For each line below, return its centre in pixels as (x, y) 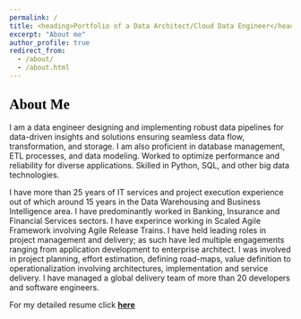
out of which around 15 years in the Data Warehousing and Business (135, 202)
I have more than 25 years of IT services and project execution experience (146, 192)
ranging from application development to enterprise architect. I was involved (150, 249)
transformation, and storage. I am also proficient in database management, (147, 146)
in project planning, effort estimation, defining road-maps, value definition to (150, 259)
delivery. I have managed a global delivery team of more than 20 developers (150, 278)
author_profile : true (50, 43)
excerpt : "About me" (48, 34)
